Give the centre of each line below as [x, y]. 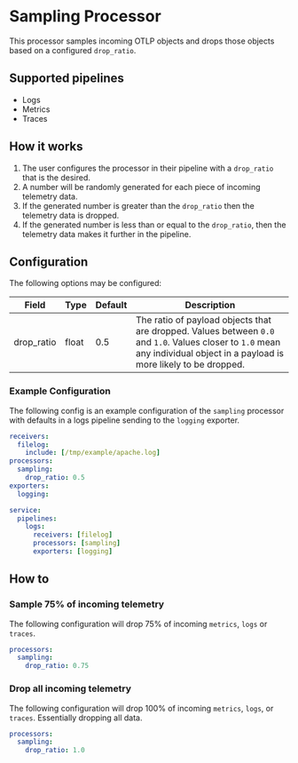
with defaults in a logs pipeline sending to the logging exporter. [125, 420]
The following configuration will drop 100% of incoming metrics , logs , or [141, 708]
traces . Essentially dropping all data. [76, 718]
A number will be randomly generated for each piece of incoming [141, 187]
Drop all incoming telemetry [70, 688]
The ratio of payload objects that [204, 320]
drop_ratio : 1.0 [55, 751]
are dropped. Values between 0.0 [205, 331]
